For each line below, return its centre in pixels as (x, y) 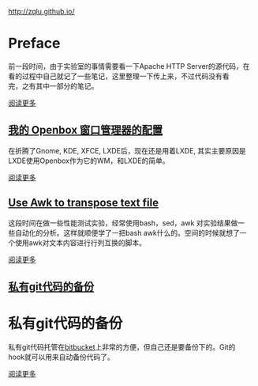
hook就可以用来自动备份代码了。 (61, 357)
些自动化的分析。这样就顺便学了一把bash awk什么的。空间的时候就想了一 (127, 233)
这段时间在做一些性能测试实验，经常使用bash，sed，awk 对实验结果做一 (127, 223)
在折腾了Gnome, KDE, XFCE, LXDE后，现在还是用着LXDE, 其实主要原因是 (127, 150)
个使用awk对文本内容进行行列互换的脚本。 (77, 242)
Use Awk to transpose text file (84, 203)
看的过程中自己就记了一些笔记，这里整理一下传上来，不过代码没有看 (119, 76)
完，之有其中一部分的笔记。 (53, 85)
